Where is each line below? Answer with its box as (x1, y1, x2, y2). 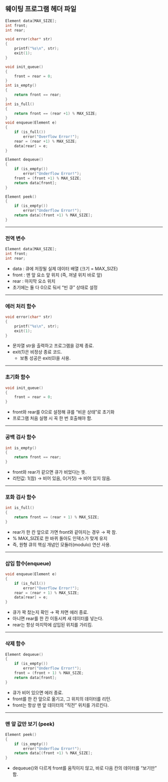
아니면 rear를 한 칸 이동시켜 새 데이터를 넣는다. (12, 615, 103, 622)
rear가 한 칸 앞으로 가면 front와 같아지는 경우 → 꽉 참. (12, 529, 117, 535)
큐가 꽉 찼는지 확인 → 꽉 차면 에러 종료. (12, 609, 88, 615)
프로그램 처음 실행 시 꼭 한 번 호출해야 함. (12, 415, 92, 422)
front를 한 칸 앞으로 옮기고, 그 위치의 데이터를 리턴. (12, 695, 111, 702)
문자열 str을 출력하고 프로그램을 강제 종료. (12, 342, 94, 349)
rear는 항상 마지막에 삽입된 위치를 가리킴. (12, 622, 93, 628)
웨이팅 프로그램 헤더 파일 (5, 5, 76, 14)
